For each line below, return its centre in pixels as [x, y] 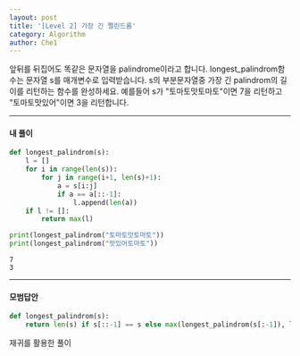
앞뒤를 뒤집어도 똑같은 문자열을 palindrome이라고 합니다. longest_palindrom [144, 69]
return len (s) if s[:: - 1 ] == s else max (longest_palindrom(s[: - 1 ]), [155, 325]
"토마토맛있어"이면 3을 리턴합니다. [69, 103]
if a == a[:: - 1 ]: [89, 194]
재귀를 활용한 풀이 [40, 343]
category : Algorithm [48, 34]
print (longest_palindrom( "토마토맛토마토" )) [87, 235]
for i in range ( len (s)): [71, 170]
